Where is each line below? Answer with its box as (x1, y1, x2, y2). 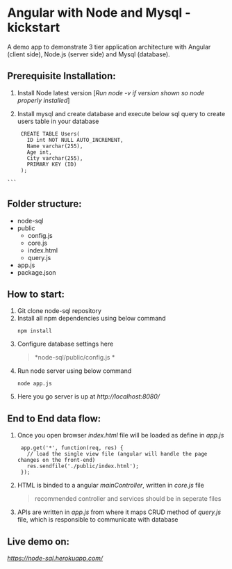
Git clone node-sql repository (17, 307, 102, 315)
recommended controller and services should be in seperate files (34, 495, 222, 503)
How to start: (7, 288, 65, 300)
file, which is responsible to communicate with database (17, 515, 179, 524)
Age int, (26, 148, 52, 156)
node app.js (17, 380, 52, 387)
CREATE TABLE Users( (20, 130, 80, 137)
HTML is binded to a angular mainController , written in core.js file (17, 481, 205, 490)
